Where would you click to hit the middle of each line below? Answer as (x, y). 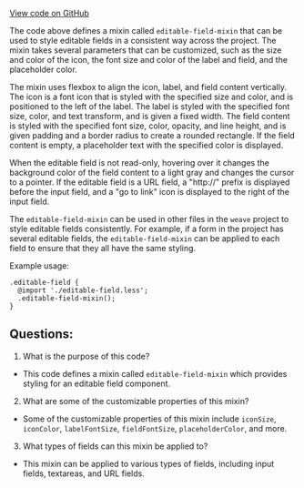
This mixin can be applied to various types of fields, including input (148, 463)
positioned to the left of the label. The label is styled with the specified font (150, 107)
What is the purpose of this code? (86, 356)
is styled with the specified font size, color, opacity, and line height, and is (148, 126)
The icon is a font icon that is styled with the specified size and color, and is (152, 97)
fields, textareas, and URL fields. (84, 473)
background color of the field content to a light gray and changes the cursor (152, 173)
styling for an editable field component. (96, 383)
